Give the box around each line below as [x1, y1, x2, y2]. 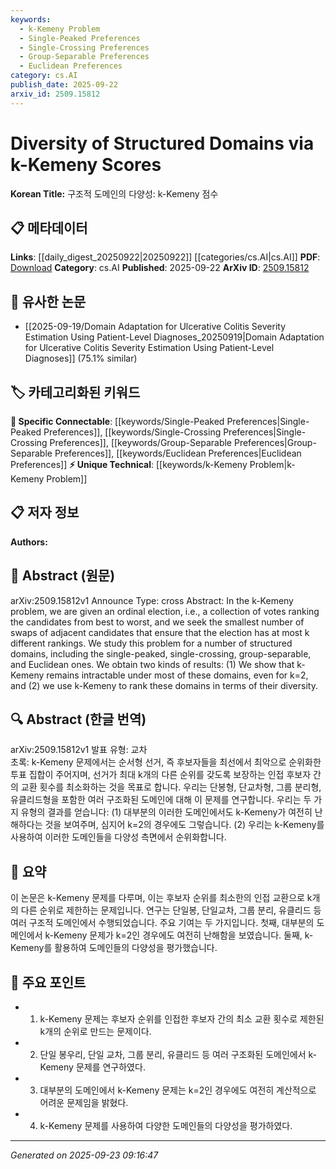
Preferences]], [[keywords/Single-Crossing [43, 426, 222, 438]
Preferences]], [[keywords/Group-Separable [49, 437, 233, 448]
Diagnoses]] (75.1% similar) [24, 352, 138, 365]
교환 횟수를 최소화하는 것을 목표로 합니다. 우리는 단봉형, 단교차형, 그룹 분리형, [20, 781, 322, 793]
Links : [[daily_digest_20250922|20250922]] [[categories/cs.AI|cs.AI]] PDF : [10, 251, 321, 263]
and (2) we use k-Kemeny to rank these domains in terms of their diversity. [10, 679, 318, 691]
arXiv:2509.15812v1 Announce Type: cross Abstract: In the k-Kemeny [10, 594, 294, 606]
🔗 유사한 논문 [10, 293, 87, 310]
